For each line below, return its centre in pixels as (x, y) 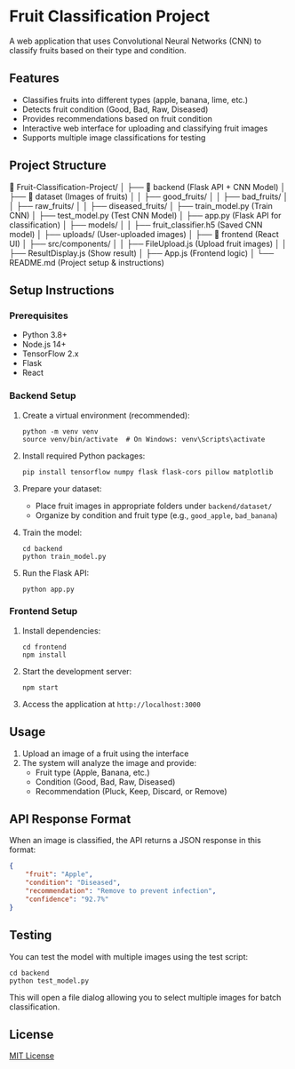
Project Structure (58, 166)
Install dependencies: (61, 630)
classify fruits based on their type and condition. (98, 50)
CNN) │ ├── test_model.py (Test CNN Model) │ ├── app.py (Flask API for (145, 215)
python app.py (48, 589)
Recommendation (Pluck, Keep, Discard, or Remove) (132, 791)
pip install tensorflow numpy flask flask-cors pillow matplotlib (147, 472)
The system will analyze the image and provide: (109, 762)
